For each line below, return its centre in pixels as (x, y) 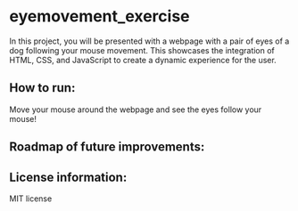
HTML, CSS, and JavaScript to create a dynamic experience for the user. (143, 60)
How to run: (42, 88)
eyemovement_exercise (99, 16)
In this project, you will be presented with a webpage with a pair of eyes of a (149, 41)
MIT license (31, 199)
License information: (68, 177)
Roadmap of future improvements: (107, 147)
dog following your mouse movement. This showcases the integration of (142, 50)
